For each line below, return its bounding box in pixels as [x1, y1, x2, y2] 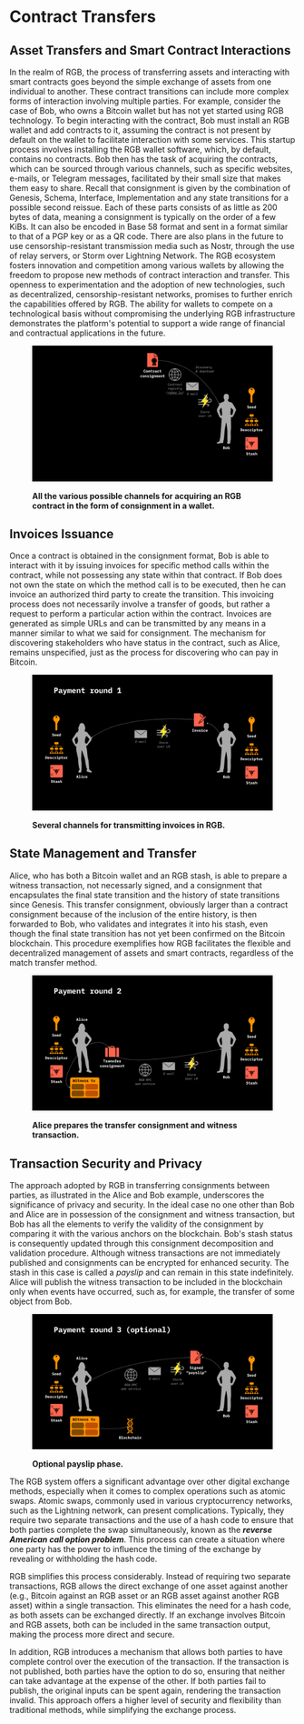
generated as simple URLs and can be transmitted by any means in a [9, 618, 266, 629]
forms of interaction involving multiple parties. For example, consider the [9, 95, 281, 106]
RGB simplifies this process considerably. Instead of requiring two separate [9, 1571, 291, 1582]
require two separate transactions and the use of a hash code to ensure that [9, 1515, 294, 1526]
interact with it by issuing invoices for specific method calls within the [9, 560, 270, 571]
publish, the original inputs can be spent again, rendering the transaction [9, 1685, 281, 1697]
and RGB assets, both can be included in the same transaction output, [9, 1619, 270, 1630]
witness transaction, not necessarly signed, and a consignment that [9, 879, 263, 890]
